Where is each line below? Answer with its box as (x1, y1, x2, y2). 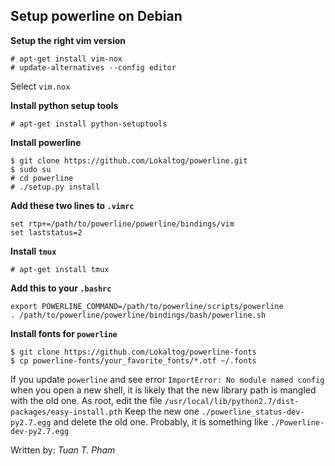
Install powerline (10, 136, 82, 148)
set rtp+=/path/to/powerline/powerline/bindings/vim (10, 219, 235, 229)
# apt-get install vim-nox (10, 54, 123, 64)
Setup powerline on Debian (10, 8, 183, 25)
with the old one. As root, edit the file (10, 394, 163, 406)
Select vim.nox (10, 80, 71, 92)
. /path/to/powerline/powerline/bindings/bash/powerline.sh (10, 310, 267, 320)
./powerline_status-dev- (201, 407, 305, 417)
